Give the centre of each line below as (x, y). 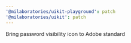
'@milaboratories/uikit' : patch (46, 17)
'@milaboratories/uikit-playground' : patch (61, 11)
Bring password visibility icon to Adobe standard (65, 34)
